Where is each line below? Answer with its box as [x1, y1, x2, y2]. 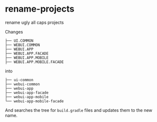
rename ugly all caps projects [5, 19, 64, 25]
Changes [5, 29, 23, 35]
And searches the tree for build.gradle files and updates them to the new [5, 107, 153, 113]
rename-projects [5, 3, 75, 15]
